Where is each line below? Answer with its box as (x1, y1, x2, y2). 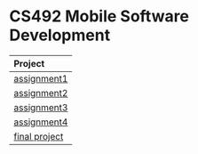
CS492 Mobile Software (9, 6, 189, 27)
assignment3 (13, 101, 68, 113)
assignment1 (13, 72, 68, 85)
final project (13, 130, 64, 142)
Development (9, 25, 111, 45)
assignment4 (13, 116, 68, 128)
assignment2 (13, 86, 68, 99)
